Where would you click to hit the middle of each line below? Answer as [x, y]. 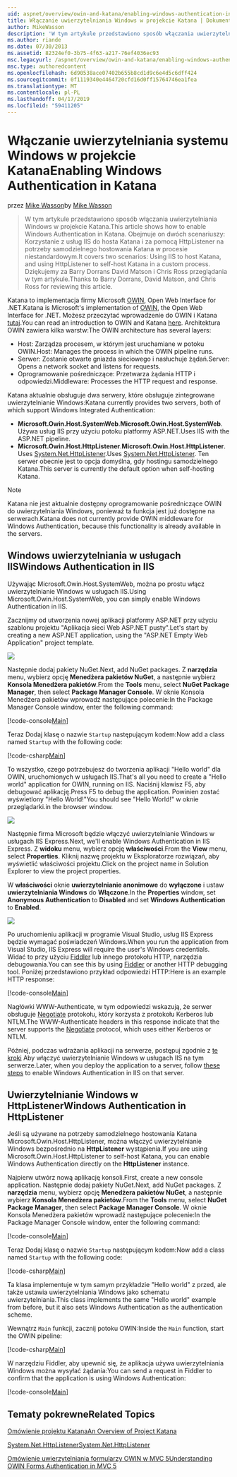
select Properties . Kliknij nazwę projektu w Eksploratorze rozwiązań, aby [114, 856]
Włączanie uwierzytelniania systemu [118, 141]
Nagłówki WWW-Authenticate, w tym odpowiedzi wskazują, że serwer [110, 1006]
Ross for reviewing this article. [68, 286]
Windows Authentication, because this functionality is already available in [114, 526]
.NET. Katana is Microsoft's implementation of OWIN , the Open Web [105, 307]
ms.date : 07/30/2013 [38, 47]
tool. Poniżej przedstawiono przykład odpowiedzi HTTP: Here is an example [117, 971]
